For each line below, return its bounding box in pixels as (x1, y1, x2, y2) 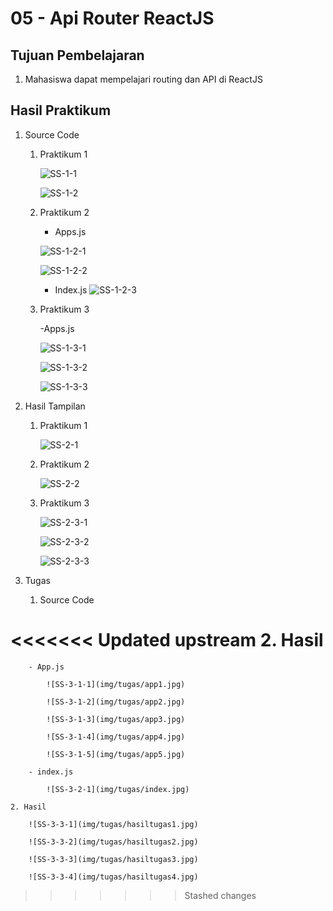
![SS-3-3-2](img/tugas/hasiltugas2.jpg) (28, 837, 199, 847)
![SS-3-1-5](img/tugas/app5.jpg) (46, 749, 186, 759)
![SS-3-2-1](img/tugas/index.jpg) (46, 784, 190, 794)
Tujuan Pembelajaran (10, 47, 145, 64)
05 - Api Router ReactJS (10, 7, 215, 30)
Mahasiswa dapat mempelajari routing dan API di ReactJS (24, 73, 263, 85)
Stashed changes (184, 889, 257, 901)
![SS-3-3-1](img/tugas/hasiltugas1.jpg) (28, 819, 199, 829)
